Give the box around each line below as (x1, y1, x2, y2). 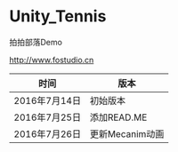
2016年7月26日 (13, 127, 82, 140)
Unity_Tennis (9, 6, 107, 27)
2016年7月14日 (13, 94, 82, 107)
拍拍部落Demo (9, 36, 62, 47)
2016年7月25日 (13, 111, 82, 124)
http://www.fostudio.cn (9, 54, 94, 65)
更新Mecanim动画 (89, 127, 165, 140)
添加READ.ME (89, 111, 148, 124)
